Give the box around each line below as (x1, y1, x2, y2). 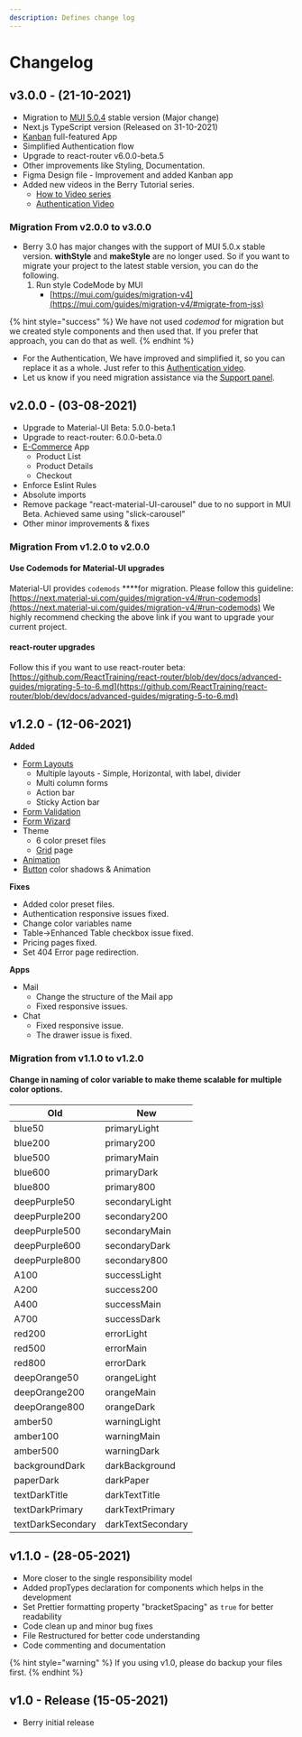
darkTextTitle (105, 1489, 160, 1501)
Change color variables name (22, 918, 133, 929)
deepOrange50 (14, 1372, 79, 1383)
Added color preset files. (22, 899, 115, 910)
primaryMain (105, 1151, 160, 1164)
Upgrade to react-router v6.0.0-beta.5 (22, 150, 164, 161)
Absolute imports (22, 489, 87, 500)
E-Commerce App (22, 441, 90, 452)
